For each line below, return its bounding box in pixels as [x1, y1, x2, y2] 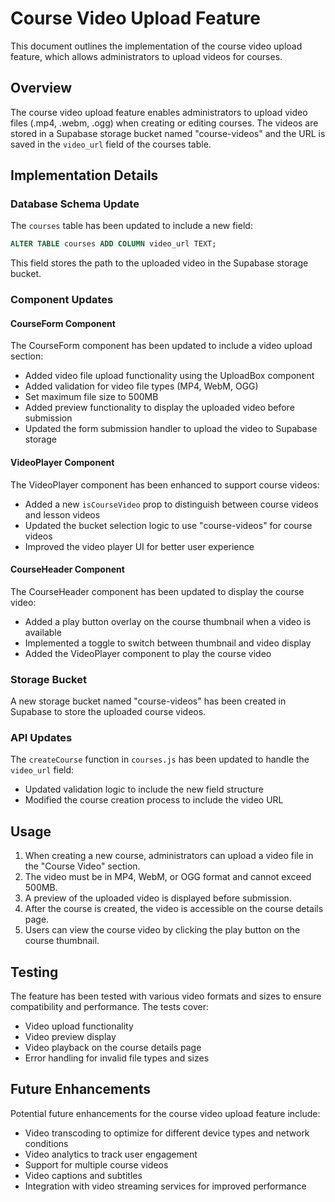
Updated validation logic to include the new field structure [24, 783, 265, 796]
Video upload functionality [24, 1020, 134, 1032]
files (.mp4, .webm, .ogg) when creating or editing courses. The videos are [10, 117, 319, 129]
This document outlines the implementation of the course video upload [10, 40, 303, 52]
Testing [10, 963, 59, 981]
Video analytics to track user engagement [24, 1148, 198, 1160]
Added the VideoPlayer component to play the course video [24, 647, 272, 659]
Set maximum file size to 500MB [24, 391, 159, 403]
